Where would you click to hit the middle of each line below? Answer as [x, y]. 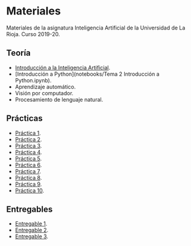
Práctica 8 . [28, 177]
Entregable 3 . [32, 236]
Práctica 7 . [28, 171]
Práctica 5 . [28, 158]
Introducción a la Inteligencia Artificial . [62, 67]
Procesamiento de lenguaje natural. [59, 99]
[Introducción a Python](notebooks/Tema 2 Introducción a [87, 74]
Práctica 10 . [29, 190]
